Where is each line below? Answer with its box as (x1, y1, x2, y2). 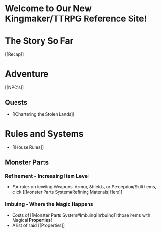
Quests (5, 98, 28, 107)
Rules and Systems (5, 128, 84, 140)
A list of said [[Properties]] (12, 222, 65, 228)
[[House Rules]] (12, 144, 44, 150)
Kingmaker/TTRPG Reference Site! (5, 13, 147, 24)
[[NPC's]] (5, 84, 24, 90)
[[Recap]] (5, 51, 24, 57)
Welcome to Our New (5, 3, 92, 14)
